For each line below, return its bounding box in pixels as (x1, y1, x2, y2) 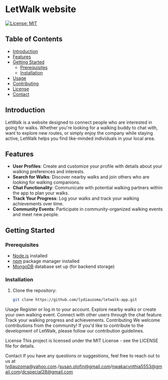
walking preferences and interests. (12, 169, 85, 175)
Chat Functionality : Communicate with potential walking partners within (12, 185, 163, 191)
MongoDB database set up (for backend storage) (12, 263, 115, 269)
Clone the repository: (12, 288, 57, 294)
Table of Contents (5, 35, 63, 43)
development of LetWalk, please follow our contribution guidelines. (5, 328, 144, 334)
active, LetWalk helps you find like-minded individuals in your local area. (5, 135, 155, 141)
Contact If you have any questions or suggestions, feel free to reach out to (5, 353, 160, 359)
